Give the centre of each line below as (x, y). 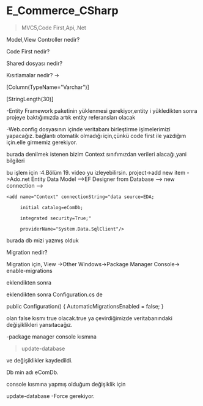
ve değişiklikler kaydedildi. (40, 360)
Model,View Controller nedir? (43, 39)
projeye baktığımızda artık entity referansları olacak (71, 117)
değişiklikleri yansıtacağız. (39, 324)
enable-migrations (30, 270)
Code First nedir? (28, 51)
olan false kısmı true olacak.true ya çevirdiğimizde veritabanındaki (90, 318)
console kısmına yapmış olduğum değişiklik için (66, 384)
